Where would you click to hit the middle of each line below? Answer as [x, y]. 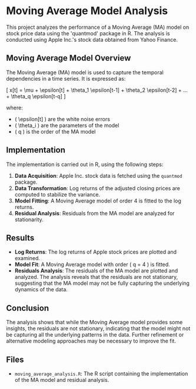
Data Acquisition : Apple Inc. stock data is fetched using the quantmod [98, 175]
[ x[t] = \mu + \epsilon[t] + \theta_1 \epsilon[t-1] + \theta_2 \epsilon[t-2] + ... [97, 90]
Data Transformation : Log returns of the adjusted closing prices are [97, 188]
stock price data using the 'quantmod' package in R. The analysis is [88, 33]
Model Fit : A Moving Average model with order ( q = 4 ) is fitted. [92, 265]
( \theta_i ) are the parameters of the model [67, 125]
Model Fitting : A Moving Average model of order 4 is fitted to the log [98, 201]
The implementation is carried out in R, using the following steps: [85, 164]
